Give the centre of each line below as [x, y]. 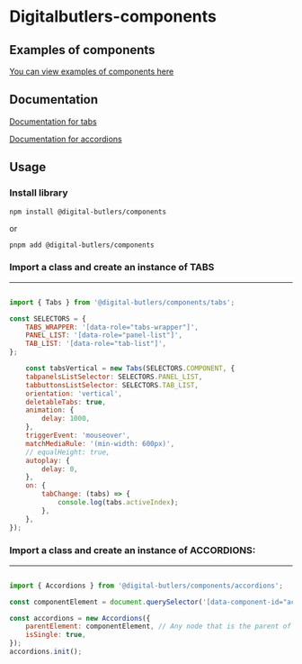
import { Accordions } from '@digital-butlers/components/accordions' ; [146, 586]
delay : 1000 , [66, 419]
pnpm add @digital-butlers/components [82, 245]
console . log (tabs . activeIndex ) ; [118, 503]
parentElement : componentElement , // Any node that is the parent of [159, 627]
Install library [39, 193]
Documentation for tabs [53, 121]
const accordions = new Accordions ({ [80, 618]
